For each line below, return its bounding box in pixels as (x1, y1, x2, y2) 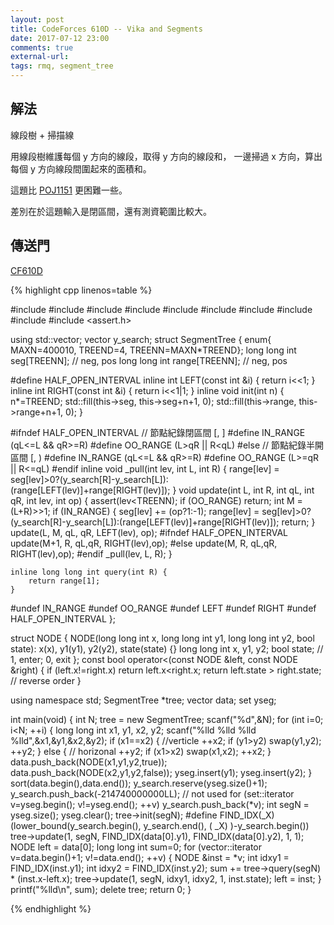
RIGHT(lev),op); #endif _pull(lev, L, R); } (10, 547, 173, 560)
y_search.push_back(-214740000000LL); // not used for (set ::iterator (10, 787, 295, 800)
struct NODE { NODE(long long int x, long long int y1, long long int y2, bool (10, 632, 315, 644)
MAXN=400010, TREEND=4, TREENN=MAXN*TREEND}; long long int (10, 344, 297, 356)
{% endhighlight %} (10, 902, 92, 915)
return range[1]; (28, 576, 101, 586)
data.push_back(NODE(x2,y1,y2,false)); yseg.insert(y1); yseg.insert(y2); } (10, 766, 313, 778)
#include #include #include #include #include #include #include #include (10, 303, 313, 315)
